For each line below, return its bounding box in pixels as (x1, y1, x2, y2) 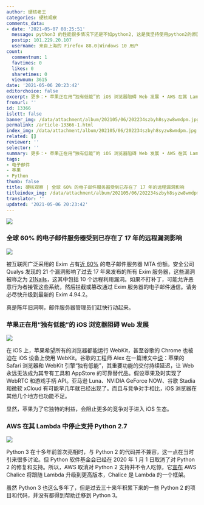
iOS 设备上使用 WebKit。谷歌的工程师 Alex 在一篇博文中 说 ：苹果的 (18, 354, 185, 361)
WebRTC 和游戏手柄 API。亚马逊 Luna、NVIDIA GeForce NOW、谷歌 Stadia (6, 377, 195, 384)
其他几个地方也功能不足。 (6, 392, 70, 399)
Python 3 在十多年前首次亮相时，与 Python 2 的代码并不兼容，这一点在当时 (6, 448, 194, 456)
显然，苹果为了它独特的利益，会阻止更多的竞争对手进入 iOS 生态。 (6, 405, 172, 413)
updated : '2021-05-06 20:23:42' (6, 201, 88, 207)
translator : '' (6, 195, 45, 201)
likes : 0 (12, 65, 34, 72)
